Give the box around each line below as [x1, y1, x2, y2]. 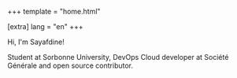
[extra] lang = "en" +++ [7, 22, 83, 31]
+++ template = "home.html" [7, 7, 101, 16]
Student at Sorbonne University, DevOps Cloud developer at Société [7, 53, 229, 61]
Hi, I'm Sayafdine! [7, 37, 65, 46]
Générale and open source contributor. [7, 61, 134, 70]
